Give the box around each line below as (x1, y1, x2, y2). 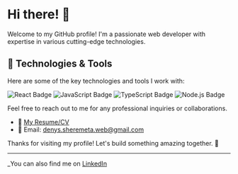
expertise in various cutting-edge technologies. (7, 37, 146, 45)
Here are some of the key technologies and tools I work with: (7, 76, 185, 85)
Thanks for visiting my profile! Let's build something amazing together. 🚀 (7, 139, 220, 147)
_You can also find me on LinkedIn (7, 159, 108, 168)
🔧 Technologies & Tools (7, 58, 113, 70)
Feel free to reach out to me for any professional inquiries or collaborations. (7, 104, 228, 112)
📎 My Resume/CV (17, 117, 69, 126)
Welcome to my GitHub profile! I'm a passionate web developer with (7, 30, 206, 38)
